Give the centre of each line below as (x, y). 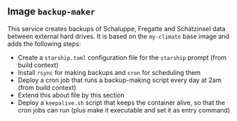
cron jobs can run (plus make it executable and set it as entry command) (124, 110)
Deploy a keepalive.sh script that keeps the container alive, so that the (121, 103)
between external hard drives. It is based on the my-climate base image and (118, 36)
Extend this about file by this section (71, 95)
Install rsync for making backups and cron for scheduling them (109, 72)
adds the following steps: (44, 44)
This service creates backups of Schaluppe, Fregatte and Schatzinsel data (116, 28)
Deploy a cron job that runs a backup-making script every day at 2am (120, 80)
